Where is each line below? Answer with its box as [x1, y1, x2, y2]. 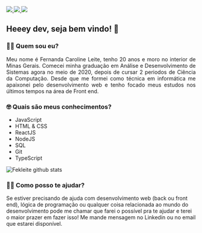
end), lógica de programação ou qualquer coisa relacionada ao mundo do [6, 201, 189, 208]
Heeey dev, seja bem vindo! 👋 [6, 24, 119, 34]
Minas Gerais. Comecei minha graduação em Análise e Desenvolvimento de [6, 62, 196, 69]
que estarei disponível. [6, 220, 63, 228]
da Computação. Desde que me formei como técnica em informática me [6, 74, 196, 82]
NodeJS [14, 135, 35, 142]
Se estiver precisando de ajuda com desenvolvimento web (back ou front [6, 195, 188, 202]
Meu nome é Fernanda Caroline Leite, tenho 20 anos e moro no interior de [6, 55, 196, 62]
